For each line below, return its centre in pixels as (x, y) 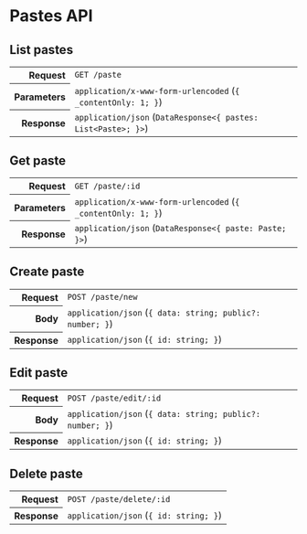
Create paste (47, 272)
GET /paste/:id (107, 186)
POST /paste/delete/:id (119, 499)
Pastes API (51, 16)
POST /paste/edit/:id (114, 398)
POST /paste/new (102, 297)
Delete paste (47, 473)
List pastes (42, 50)
